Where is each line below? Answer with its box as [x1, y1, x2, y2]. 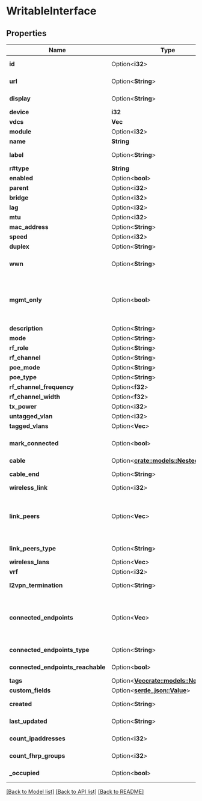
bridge [9, 193, 29, 202]
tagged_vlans [9, 422, 49, 430]
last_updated [9, 717, 47, 725]
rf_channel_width [9, 392, 61, 401]
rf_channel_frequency [9, 383, 74, 391]
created [9, 700, 32, 708]
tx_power [9, 403, 37, 410]
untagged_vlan [9, 412, 53, 420]
